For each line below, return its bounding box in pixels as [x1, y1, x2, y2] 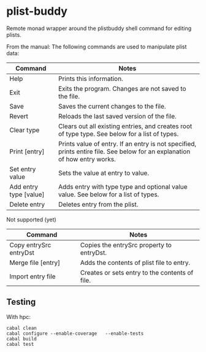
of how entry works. [58, 155, 116, 163]
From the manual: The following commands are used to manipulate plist [6, 43, 187, 50]
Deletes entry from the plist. [58, 200, 139, 209]
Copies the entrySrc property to [80, 240, 172, 249]
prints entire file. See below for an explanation [58, 147, 191, 156]
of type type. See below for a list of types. [58, 129, 179, 138]
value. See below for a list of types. [58, 190, 159, 199]
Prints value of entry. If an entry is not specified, [58, 139, 197, 148]
